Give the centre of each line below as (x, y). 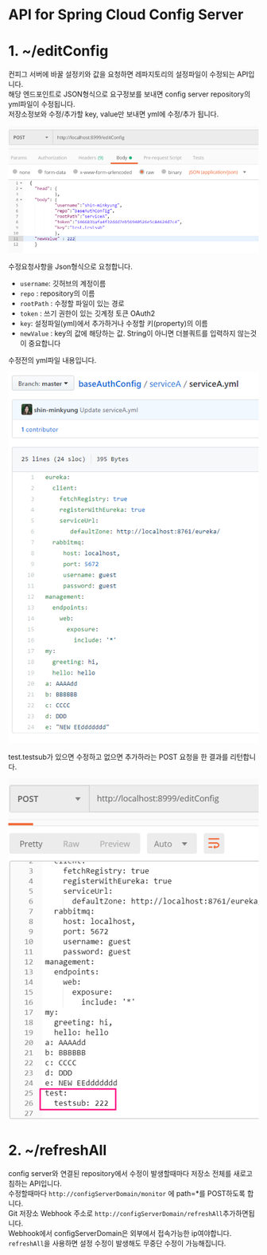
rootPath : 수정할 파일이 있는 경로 (72, 304)
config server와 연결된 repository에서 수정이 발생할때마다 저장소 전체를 (120, 1174)
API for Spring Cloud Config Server (126, 15)
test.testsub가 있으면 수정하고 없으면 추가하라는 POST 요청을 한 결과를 (118, 757)
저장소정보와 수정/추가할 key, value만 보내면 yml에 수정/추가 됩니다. (114, 114)
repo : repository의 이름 (57, 293)
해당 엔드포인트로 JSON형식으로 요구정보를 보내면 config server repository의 (130, 94)
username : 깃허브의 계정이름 (63, 284)
